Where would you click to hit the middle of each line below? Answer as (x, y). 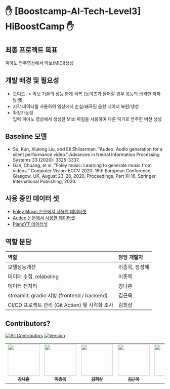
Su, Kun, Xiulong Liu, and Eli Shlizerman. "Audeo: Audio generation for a (88, 149)
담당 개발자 (131, 257)
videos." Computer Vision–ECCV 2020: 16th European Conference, (82, 170)
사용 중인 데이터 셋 (32, 199)
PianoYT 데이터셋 (30, 224)
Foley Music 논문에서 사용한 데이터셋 (50, 212)
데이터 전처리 (23, 286)
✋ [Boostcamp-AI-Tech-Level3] (73, 11)
